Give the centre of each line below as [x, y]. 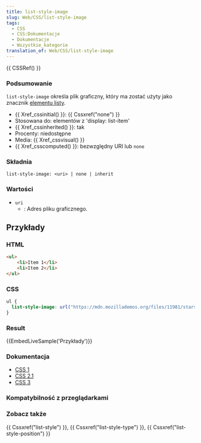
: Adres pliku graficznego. [56, 209]
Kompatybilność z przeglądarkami [57, 398]
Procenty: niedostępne [43, 134]
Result [16, 328]
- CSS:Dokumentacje [36, 34]
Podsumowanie [29, 83]
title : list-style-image [37, 12]
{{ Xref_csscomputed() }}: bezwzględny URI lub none [80, 146]
